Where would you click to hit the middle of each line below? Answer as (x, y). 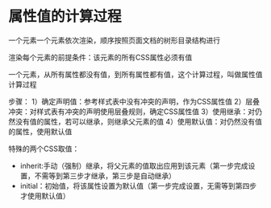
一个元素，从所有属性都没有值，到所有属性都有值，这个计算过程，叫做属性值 (135, 74)
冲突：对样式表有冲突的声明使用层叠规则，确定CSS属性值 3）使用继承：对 (132, 111)
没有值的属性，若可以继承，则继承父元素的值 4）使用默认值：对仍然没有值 (138, 121)
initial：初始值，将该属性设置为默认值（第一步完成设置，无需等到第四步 (138, 186)
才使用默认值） (45, 196)
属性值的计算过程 (65, 16)
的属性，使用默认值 (40, 131)
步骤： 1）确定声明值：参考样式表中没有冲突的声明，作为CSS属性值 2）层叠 (134, 101)
